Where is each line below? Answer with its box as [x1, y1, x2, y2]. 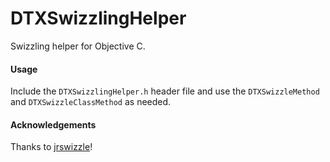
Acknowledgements [10, 118, 97, 131]
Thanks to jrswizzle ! [10, 141, 93, 153]
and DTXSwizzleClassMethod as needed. [10, 96, 172, 108]
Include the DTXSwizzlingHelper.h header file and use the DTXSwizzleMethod [10, 85, 320, 97]
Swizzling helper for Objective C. [10, 40, 146, 52]
